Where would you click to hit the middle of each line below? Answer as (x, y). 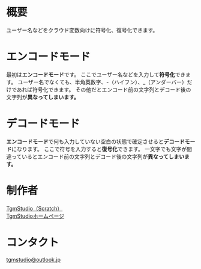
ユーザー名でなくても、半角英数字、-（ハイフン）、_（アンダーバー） (102, 82)
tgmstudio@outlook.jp (34, 259)
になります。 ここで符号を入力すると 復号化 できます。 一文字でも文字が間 (102, 149)
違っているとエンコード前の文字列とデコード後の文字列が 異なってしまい (95, 156)
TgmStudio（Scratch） (34, 208)
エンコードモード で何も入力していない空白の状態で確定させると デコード (95, 141)
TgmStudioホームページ (35, 216)
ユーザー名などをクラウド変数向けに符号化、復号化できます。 (82, 30)
